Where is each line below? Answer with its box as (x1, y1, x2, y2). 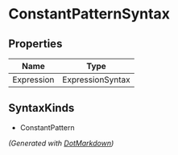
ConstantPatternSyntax (8, 5, 171, 23)
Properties (8, 37, 63, 51)
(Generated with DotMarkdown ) (8, 138, 114, 148)
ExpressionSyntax (62, 74, 130, 85)
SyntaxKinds (8, 101, 75, 115)
